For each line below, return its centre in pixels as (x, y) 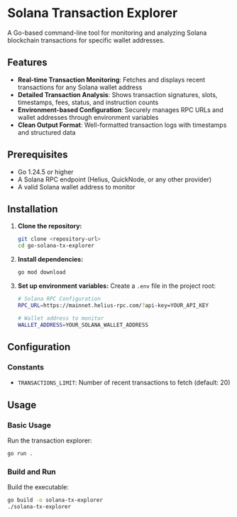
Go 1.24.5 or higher (45, 172)
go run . (20, 453)
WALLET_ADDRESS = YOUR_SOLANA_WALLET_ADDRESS (83, 325)
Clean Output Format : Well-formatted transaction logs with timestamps (122, 125)
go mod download (42, 272)
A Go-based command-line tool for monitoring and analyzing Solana (107, 33)
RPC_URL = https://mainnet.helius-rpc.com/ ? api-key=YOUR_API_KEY (113, 305)
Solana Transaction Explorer (93, 13)
